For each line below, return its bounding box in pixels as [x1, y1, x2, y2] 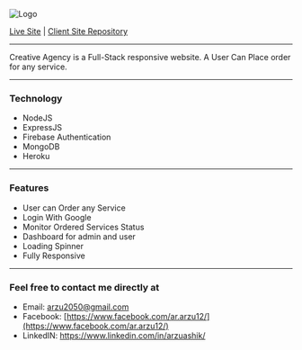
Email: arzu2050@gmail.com [22, 301, 129, 312]
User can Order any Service [22, 202, 126, 213]
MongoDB [22, 141, 60, 152]
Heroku [22, 151, 50, 162]
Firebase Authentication [22, 131, 111, 143]
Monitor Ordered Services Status [22, 221, 145, 232]
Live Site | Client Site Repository [9, 26, 129, 36]
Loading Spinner [22, 240, 84, 251]
